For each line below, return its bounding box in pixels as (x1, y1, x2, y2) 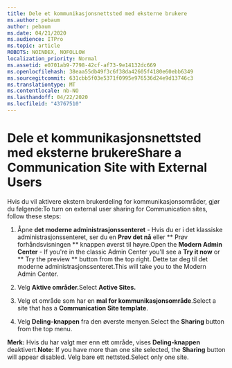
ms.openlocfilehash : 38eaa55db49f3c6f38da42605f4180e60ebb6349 (7, 68, 194, 75)
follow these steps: (7, 212, 61, 220)
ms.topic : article (7, 42, 60, 49)
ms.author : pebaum (7, 17, 60, 24)
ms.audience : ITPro (7, 36, 64, 43)
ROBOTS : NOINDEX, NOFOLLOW (7, 49, 85, 56)
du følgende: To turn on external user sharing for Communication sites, (7, 204, 208, 213)
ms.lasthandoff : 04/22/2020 (7, 94, 89, 101)
